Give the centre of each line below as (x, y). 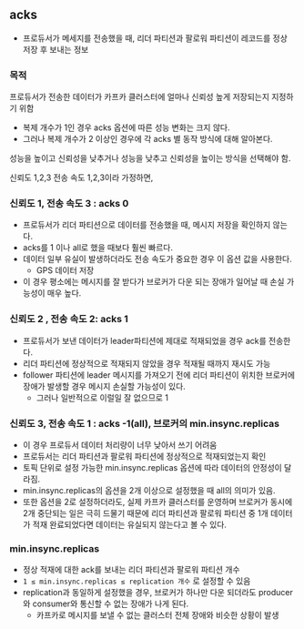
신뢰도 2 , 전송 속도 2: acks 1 (69, 320)
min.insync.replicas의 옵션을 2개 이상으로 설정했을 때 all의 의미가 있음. (149, 490)
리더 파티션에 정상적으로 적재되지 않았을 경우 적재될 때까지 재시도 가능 (147, 363)
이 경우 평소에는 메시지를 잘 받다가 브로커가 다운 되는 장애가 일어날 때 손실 (153, 282)
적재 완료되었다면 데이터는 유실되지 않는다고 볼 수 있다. (130, 524)
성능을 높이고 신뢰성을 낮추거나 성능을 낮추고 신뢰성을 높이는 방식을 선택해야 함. (150, 158)
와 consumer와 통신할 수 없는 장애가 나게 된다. (106, 604)
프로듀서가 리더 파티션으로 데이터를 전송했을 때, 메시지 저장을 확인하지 (147, 225)
